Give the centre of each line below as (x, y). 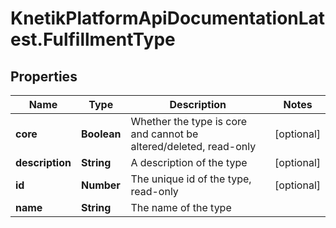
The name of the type (181, 207)
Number (100, 185)
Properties (44, 76)
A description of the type (189, 162)
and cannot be (164, 134)
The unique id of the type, (191, 179)
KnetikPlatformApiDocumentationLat (168, 18)
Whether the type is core (189, 121)
